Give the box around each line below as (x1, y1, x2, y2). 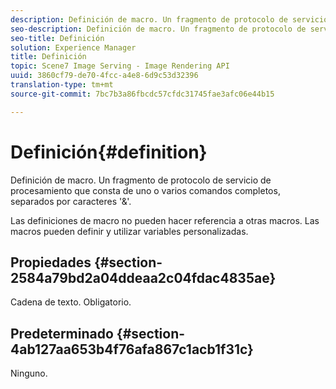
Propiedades (10, 254, 92, 271)
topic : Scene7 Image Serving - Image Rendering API (10, 61, 230, 71)
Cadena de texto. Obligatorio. (10, 296, 132, 308)
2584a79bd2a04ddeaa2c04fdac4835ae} (10, 269, 277, 286)
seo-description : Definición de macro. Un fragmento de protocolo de (10, 24, 307, 34)
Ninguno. (10, 367, 48, 380)
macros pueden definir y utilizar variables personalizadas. (10, 225, 249, 237)
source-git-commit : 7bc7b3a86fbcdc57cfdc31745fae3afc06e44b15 (10, 89, 275, 99)
